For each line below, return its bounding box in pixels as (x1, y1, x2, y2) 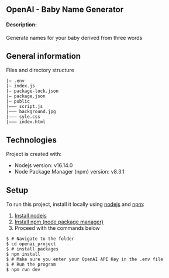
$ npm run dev (6, 267, 41, 273)
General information (6, 51, 81, 61)
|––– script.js (6, 104, 43, 110)
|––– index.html (6, 119, 46, 125)
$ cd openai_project (6, 241, 57, 247)
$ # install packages (6, 246, 59, 252)
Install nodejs (14, 212, 47, 219)
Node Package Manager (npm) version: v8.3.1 (14, 168, 125, 175)
